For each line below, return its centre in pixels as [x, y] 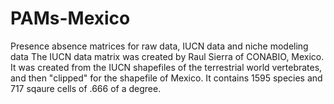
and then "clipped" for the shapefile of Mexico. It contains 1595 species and [166, 78]
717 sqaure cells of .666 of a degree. [86, 88]
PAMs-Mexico [70, 18]
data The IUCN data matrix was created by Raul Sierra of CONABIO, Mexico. [167, 56]
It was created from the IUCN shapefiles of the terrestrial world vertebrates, [166, 67]
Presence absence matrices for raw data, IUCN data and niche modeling [159, 46]
